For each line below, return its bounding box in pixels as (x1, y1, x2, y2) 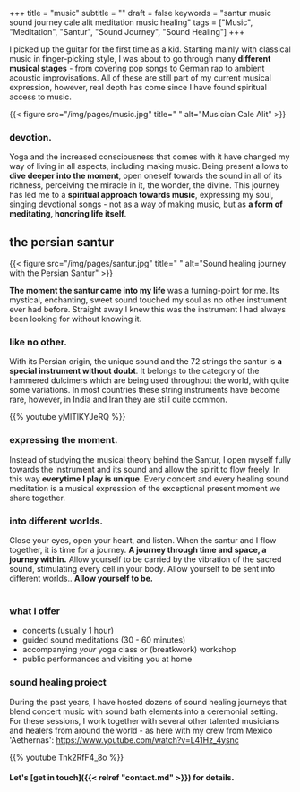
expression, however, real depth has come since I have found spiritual (9, 82, 267, 92)
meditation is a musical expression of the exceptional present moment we (9, 482, 281, 493)
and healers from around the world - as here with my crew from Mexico (9, 725, 273, 736)
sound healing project (9, 676, 107, 688)
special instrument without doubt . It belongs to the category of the (9, 366, 260, 377)
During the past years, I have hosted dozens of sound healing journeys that (9, 696, 287, 707)
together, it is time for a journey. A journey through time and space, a (9, 545, 267, 555)
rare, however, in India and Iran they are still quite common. (9, 394, 228, 405)
